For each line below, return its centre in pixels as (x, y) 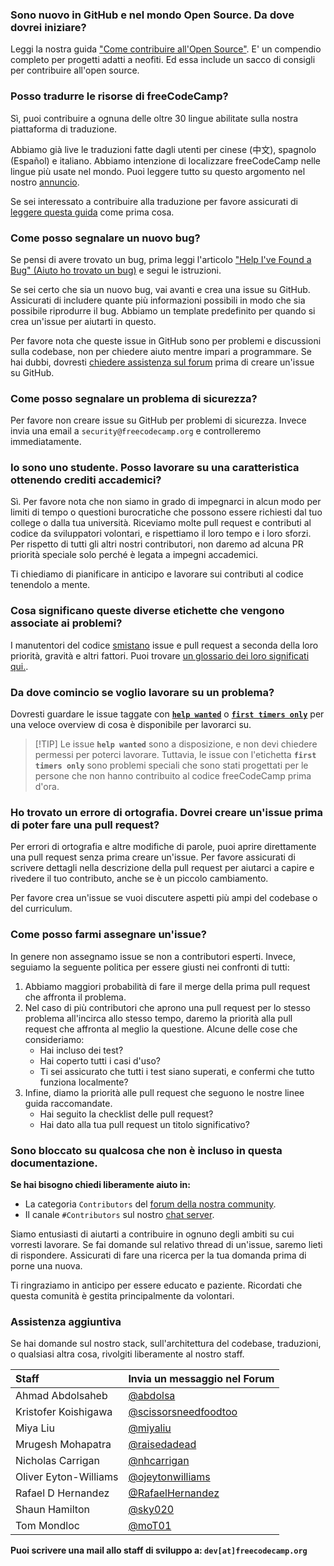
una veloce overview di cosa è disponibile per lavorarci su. (131, 725)
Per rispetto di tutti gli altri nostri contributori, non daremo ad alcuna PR (157, 544)
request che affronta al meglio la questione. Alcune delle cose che (161, 1029)
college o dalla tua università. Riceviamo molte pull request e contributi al (161, 523)
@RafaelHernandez (174, 1493)
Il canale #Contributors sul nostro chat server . (119, 1214)
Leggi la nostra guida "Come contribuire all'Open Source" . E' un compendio (166, 49)
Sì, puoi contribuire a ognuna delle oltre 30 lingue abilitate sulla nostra (154, 118)
